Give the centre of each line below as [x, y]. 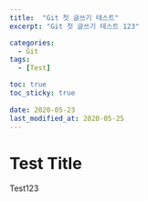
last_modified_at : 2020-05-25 [67, 118]
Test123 [24, 188]
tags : [20, 60]
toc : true [28, 85]
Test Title [46, 163]
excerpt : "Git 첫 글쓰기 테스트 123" [74, 26]
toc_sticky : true [42, 93]
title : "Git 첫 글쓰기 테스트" [64, 18]
